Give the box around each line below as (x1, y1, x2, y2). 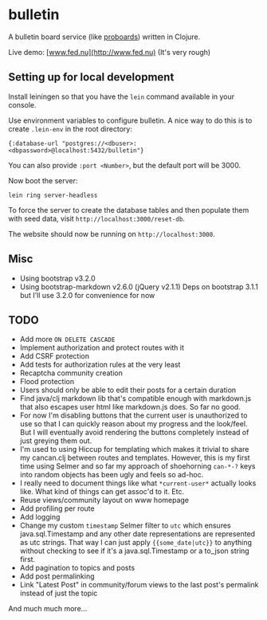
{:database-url (8, 139, 59, 147)
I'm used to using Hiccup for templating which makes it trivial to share (19, 445, 249, 454)
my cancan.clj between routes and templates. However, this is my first (19, 453, 250, 463)
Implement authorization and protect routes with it (19, 343, 185, 352)
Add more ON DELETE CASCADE (19, 335, 116, 344)
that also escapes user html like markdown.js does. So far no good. (19, 402, 241, 412)
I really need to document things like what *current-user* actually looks (19, 478, 257, 488)
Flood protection (19, 377, 74, 387)
